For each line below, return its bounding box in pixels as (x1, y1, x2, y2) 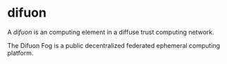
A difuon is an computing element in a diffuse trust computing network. (7, 28, 214, 36)
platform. (7, 49, 34, 57)
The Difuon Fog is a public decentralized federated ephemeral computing (7, 41, 221, 49)
